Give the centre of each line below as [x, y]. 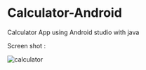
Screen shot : [27, 45]
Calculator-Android [65, 13]
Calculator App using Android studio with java [73, 32]
